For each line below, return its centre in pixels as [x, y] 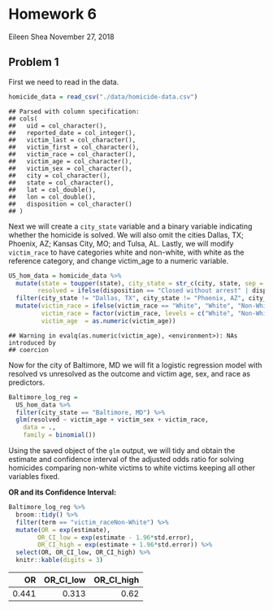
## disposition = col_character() [70, 204]
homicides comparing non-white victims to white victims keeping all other [132, 468]
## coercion [28, 350]
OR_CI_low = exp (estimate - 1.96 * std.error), [116, 538]
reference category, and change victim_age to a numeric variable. [119, 260]
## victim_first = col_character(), [74, 147]
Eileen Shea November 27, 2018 [62, 37]
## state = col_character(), [61, 183]
